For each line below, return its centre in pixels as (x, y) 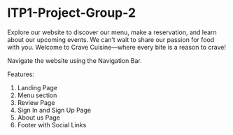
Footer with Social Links (52, 125)
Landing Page (37, 87)
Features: (21, 74)
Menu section (37, 95)
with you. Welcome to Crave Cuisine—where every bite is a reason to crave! (116, 47)
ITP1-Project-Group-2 (72, 13)
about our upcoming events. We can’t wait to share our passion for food (111, 39)
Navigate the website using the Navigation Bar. (75, 60)
